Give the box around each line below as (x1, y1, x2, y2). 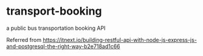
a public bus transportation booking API (6, 24, 106, 32)
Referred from (6, 36, 41, 43)
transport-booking (6, 4, 102, 18)
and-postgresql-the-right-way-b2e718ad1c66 (6, 43, 120, 50)
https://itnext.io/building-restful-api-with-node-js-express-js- (42, 36, 198, 43)
